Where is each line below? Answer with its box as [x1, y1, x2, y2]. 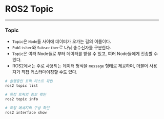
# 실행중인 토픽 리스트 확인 [5, 79, 53, 84]
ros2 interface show [5, 110, 47, 115]
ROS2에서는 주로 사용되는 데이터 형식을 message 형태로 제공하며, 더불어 [12, 63, 148, 69]
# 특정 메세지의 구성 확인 [5, 105, 50, 110]
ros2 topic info [5, 97, 38, 101]
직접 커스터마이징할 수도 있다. [21, 69, 78, 75]
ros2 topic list [5, 83, 38, 88]
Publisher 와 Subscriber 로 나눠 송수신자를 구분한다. [12, 45, 111, 51]
